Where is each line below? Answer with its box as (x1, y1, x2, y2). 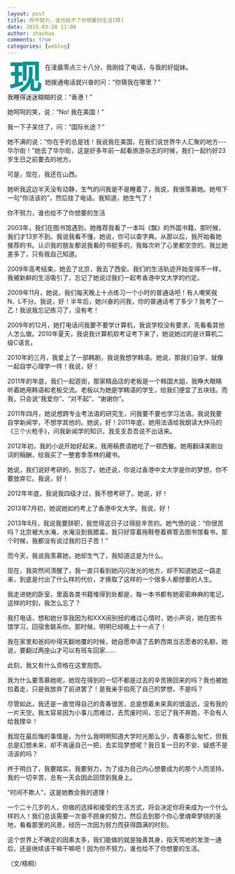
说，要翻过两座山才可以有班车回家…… (7, 646, 117, 654)
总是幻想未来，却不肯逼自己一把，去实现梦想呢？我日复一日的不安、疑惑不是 (7, 741, 228, 749)
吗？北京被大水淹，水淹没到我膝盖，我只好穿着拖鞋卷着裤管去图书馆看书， (7, 527, 222, 536)
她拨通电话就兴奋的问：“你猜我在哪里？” (45, 78, 161, 86)
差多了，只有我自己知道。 (7, 250, 81, 258)
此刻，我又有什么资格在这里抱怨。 (7, 661, 106, 669)
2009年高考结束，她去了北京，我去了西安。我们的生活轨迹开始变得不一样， (7, 264, 225, 273)
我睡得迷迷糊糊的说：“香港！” (7, 93, 93, 101)
